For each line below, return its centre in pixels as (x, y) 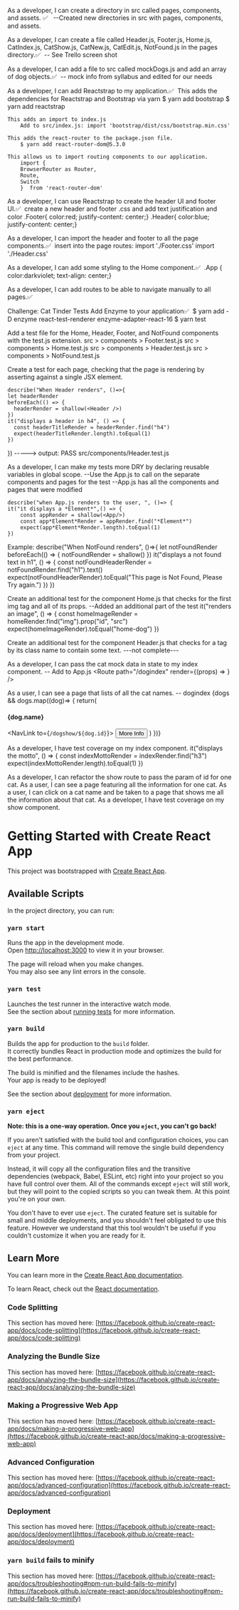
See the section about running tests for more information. (91, 1011)
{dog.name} (26, 717)
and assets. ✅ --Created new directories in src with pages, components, (115, 18)
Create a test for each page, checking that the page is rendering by (106, 369)
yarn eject (26, 1111)
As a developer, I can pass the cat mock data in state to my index (103, 664)
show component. (34, 807)
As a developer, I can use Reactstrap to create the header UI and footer (112, 201)
